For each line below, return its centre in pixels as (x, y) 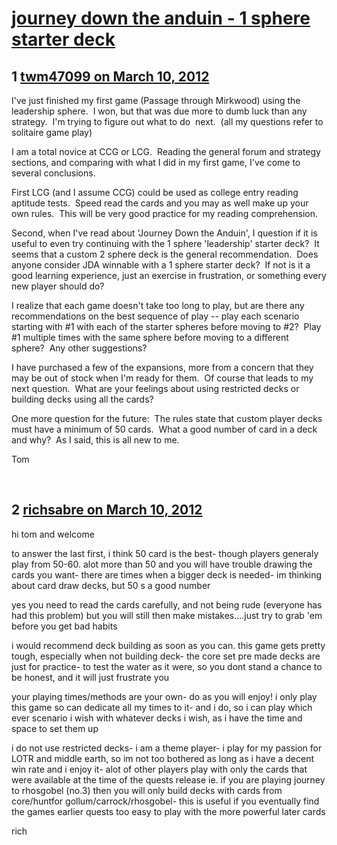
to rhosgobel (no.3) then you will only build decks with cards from (147, 790)
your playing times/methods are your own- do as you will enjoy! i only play (164, 696)
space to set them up (55, 728)
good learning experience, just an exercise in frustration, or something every (169, 275)
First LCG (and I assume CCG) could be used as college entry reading (155, 192)
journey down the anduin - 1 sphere (161, 18)
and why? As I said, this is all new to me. (95, 440)
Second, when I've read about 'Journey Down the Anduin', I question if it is (164, 233)
